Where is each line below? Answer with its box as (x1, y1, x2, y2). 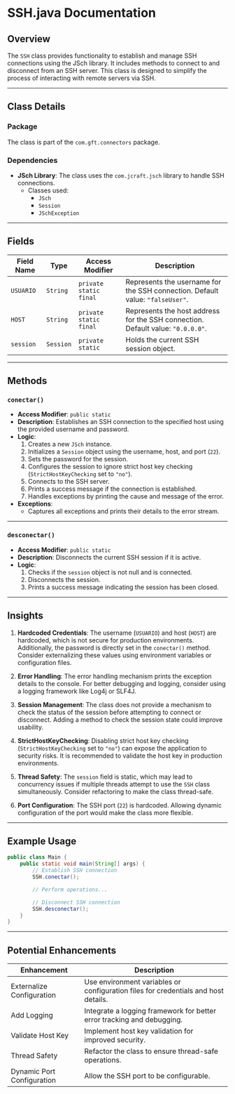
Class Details (7, 100, 66, 113)
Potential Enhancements (7, 944, 117, 956)
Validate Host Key (10, 1031, 69, 1041)
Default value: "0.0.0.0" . (125, 323, 208, 333)
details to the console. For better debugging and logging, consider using (17, 679, 226, 687)
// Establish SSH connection (32, 867, 117, 874)
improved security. (84, 1035, 146, 1045)
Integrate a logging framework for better (84, 1006, 217, 1016)
